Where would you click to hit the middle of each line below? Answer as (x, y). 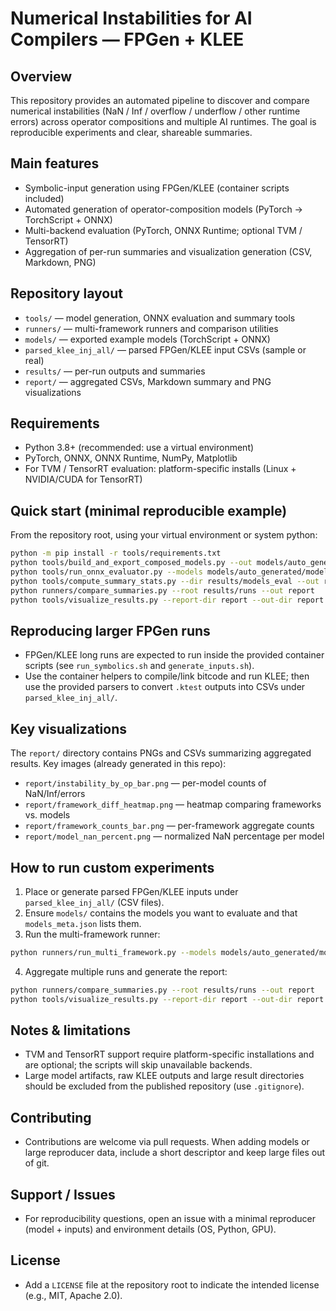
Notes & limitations (71, 1030)
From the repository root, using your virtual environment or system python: (164, 535)
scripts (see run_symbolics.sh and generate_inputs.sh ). (139, 666)
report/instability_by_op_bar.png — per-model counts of (145, 783)
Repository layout (66, 293)
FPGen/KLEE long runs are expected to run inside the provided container (174, 655)
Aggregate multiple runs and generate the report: (126, 971)
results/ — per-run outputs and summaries (115, 371)
